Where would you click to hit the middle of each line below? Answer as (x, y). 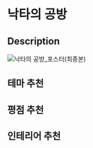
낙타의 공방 (37, 15)
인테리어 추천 (34, 136)
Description (33, 41)
